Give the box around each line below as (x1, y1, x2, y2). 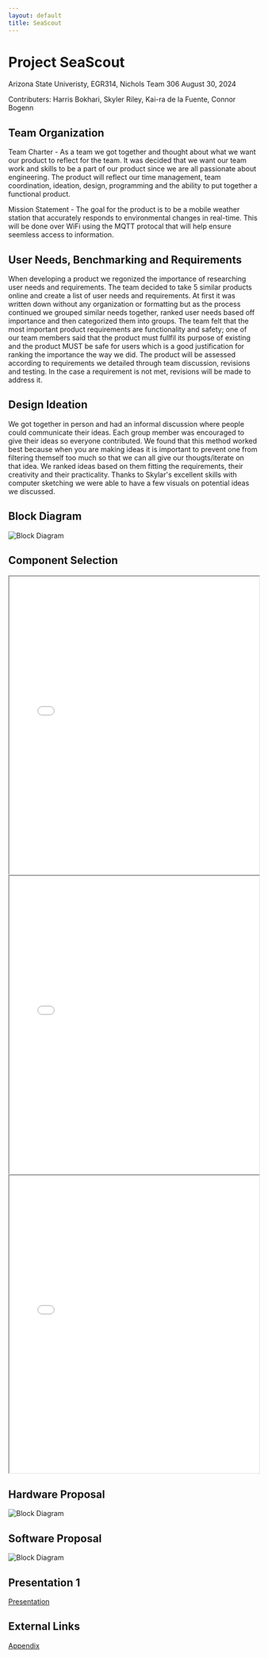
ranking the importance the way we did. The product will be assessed (8, 350, 236, 359)
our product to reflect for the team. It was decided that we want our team (8, 155, 247, 165)
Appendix (8, 1641, 40, 1650)
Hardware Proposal (8, 1487, 105, 1501)
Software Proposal (8, 1532, 102, 1545)
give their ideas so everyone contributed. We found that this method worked (8, 436, 258, 445)
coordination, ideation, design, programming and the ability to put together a (8, 181, 258, 190)
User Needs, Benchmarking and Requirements (8, 253, 242, 267)
